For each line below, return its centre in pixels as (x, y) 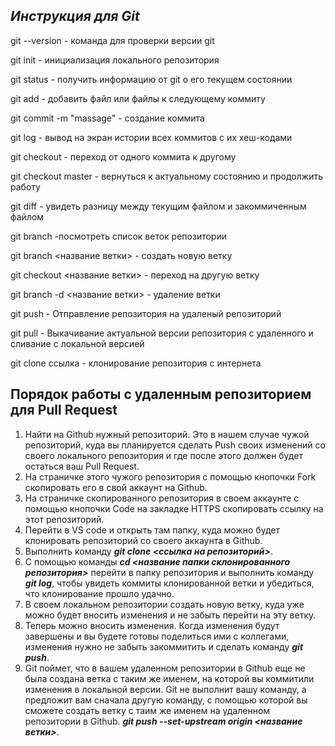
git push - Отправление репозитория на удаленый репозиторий (146, 313)
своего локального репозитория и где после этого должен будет (163, 455)
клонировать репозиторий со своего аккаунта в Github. (143, 540)
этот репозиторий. (64, 519)
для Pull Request (64, 410)
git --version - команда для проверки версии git (112, 40)
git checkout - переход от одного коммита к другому (123, 156)
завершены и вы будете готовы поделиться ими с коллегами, (157, 636)
